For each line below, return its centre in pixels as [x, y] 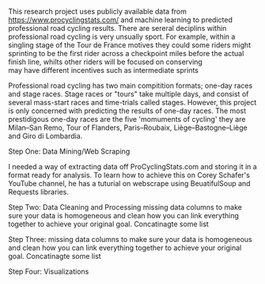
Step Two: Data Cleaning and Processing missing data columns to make [125, 207]
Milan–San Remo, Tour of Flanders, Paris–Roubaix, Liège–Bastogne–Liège [128, 127]
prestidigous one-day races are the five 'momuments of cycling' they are [127, 119]
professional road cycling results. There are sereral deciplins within [117, 28]
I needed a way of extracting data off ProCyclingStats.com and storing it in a [132, 167]
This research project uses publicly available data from [98, 11]
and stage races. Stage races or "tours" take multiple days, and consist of [129, 94]
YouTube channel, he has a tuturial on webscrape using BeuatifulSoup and [129, 184]
